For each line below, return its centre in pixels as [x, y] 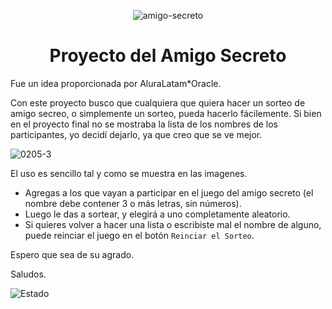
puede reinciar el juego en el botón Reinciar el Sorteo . [139, 235]
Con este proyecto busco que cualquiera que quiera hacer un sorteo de [158, 102]
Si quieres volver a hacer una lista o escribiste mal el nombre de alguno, [173, 224]
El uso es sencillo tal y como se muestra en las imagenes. [129, 173]
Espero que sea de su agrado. [72, 254]
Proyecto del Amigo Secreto [168, 56]
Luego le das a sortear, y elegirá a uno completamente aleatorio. [157, 214]
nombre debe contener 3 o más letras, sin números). [133, 203]
